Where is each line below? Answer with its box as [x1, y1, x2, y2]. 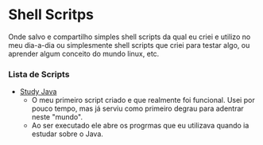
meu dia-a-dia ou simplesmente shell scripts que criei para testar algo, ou [8, 40, 250, 49]
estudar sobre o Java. [31, 129, 103, 139]
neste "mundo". [31, 112, 83, 122]
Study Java [19, 87, 57, 96]
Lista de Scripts [8, 69, 70, 80]
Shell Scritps [8, 6, 94, 24]
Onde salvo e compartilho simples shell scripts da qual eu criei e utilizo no [8, 32, 251, 41]
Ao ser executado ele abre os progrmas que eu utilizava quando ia [31, 121, 249, 131]
